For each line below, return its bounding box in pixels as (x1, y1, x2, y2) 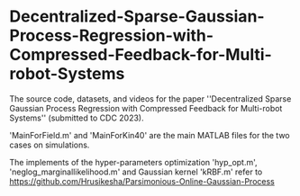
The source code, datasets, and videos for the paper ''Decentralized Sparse (9, 93, 292, 104)
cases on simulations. (9, 139, 90, 150)
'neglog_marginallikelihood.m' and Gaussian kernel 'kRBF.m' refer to (9, 166, 263, 177)
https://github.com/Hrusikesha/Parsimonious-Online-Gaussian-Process (9, 175, 275, 186)
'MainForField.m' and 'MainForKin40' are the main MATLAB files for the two (9, 129, 290, 140)
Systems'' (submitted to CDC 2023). (9, 112, 144, 123)
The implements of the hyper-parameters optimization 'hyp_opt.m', (9, 156, 259, 167)
